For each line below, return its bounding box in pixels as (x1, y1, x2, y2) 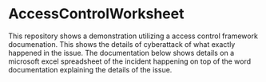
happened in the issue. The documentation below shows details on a (8, 48, 235, 57)
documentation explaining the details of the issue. (8, 64, 173, 74)
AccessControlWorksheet (8, 5, 185, 23)
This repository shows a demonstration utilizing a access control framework (8, 31, 258, 41)
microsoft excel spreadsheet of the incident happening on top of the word (8, 57, 252, 66)
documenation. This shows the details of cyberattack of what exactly (8, 39, 236, 49)
